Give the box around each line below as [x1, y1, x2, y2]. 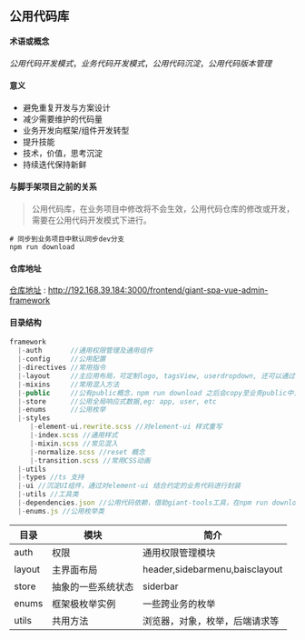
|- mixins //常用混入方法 [17, 380, 120, 389]
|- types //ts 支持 [17, 473, 84, 482]
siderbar [142, 580, 179, 593]
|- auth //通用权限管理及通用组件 [17, 346, 153, 355]
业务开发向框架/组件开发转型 [22, 125, 130, 135]
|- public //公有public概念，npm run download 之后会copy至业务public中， [17, 388, 301, 397]
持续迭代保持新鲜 [22, 158, 87, 170]
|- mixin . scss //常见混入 [29, 439, 118, 448]
